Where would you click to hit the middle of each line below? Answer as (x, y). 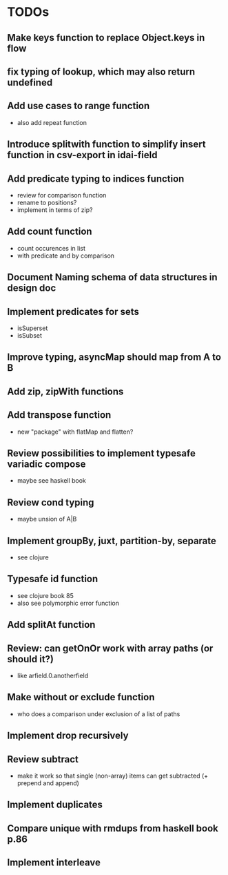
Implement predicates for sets (73, 311)
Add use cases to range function (79, 106)
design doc (32, 288)
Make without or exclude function (81, 697)
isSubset (30, 335)
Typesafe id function (53, 579)
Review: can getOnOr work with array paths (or (110, 648)
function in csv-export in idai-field (82, 155)
